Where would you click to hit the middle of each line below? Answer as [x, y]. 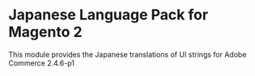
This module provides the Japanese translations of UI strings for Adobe [127, 54]
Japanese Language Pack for [108, 15]
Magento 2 [45, 32]
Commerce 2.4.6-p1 [42, 63]
